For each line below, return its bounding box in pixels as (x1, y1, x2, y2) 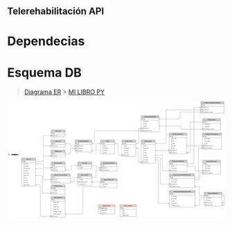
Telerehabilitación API (7, 6, 105, 17)
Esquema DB (7, 65, 82, 80)
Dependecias (7, 33, 85, 49)
